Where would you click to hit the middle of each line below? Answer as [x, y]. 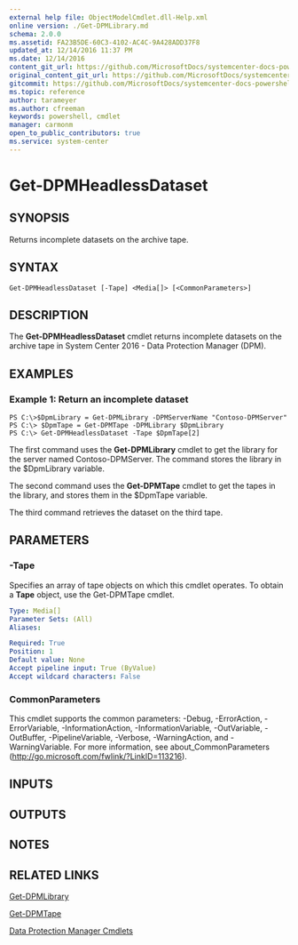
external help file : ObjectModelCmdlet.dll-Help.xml [109, 17]
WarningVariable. [41, 747]
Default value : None [47, 660]
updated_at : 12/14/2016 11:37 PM [71, 51]
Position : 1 [31, 652]
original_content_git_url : [59, 76]
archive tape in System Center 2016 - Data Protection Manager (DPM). [138, 346]
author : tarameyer [43, 100]
